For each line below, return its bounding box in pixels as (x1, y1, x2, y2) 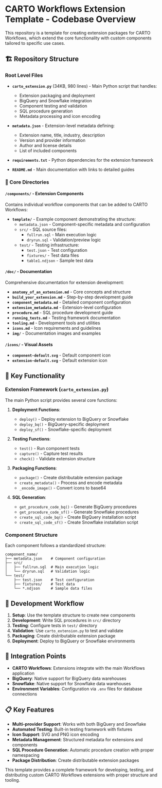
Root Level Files (5, 72, 43, 79)
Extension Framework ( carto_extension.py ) (5, 386, 108, 393)
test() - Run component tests (19, 445, 80, 451)
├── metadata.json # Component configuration (5, 556, 106, 561)
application (12, 670, 35, 676)
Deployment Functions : (12, 407, 61, 413)
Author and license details (19, 142, 72, 148)
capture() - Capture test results (19, 450, 83, 456)
